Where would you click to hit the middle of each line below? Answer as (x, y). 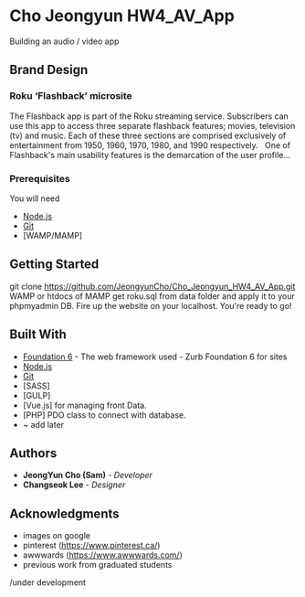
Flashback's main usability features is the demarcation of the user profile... (150, 155)
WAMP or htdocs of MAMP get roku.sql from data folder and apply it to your (152, 296)
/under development (48, 582)
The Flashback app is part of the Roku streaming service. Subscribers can (149, 116)
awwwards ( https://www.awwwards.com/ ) (102, 555)
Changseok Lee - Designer (74, 485)
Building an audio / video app (64, 41)
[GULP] (37, 395)
